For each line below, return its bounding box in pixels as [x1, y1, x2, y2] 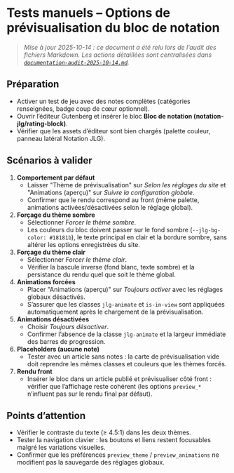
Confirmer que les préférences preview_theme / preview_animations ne [16, 451, 220, 459]
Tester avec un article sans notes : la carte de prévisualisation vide [27, 352, 220, 361]
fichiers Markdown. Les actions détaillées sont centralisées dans [23, 51, 212, 59]
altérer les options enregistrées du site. [27, 240, 141, 248]
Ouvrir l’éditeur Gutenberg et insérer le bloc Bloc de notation [16, 112, 193, 120]
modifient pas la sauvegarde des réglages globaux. [16, 458, 165, 467]
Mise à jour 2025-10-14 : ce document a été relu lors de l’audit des [23, 43, 216, 51]
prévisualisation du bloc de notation [6, 20, 220, 36]
